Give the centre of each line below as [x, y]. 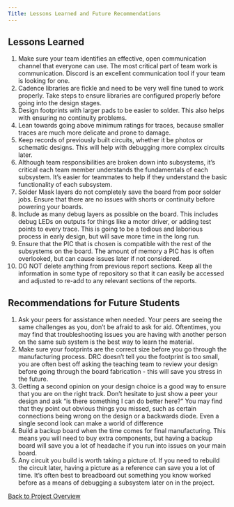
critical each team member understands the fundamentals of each [113, 170]
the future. [33, 379]
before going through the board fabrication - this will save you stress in [120, 372]
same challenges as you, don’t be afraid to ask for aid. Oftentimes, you [119, 327]
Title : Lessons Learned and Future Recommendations [84, 14]
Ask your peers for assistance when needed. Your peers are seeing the [120, 320]
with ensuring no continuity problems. [72, 118]
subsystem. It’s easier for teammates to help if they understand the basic [123, 177]
